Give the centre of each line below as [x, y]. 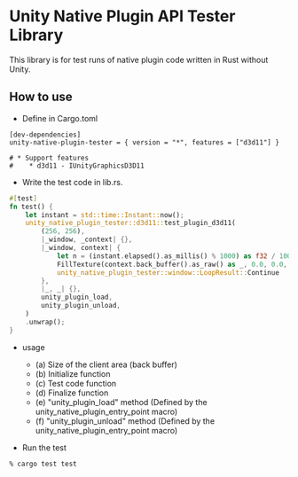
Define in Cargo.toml [60, 118]
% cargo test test [43, 464]
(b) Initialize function [73, 373]
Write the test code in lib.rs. [72, 182]
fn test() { [31, 207]
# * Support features [49, 158]
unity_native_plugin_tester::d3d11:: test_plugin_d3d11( [131, 223]
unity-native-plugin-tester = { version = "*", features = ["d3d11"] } [144, 142]
